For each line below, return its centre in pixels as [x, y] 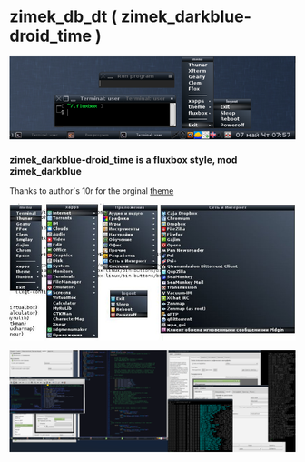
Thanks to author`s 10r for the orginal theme [92, 191]
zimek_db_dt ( [64, 17]
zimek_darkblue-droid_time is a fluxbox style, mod [123, 160]
